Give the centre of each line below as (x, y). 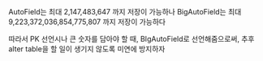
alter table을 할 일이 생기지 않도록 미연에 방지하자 (87, 49)
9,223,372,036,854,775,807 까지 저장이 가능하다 (87, 22)
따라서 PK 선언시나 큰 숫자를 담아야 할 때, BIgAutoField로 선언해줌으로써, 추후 (131, 39)
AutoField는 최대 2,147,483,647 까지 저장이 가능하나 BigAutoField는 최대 (125, 12)
